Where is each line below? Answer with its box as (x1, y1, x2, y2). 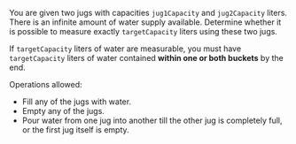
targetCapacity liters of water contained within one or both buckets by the (9, 53, 284, 63)
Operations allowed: (9, 80, 82, 89)
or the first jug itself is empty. (21, 125, 130, 135)
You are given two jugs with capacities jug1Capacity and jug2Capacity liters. (9, 8, 288, 18)
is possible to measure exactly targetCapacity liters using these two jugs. (9, 27, 277, 36)
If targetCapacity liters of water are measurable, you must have (9, 43, 242, 54)
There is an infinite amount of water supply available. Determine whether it (9, 17, 282, 27)
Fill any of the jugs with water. (21, 96, 131, 107)
